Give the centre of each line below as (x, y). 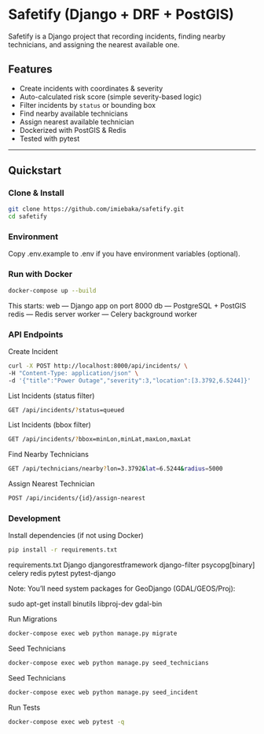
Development (35, 518)
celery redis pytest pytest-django (62, 574)
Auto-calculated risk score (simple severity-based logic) (110, 97)
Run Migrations (33, 619)
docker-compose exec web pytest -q (66, 721)
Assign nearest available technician (77, 122)
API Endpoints (36, 334)
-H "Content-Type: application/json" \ (73, 373)
